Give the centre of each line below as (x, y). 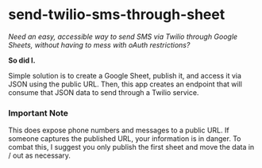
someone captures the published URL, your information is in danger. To (125, 139)
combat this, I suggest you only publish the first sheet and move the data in (131, 147)
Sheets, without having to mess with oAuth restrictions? (99, 44)
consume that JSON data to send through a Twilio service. (104, 92)
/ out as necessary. (40, 155)
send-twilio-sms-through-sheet (117, 15)
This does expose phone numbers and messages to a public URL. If (119, 130)
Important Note (39, 113)
